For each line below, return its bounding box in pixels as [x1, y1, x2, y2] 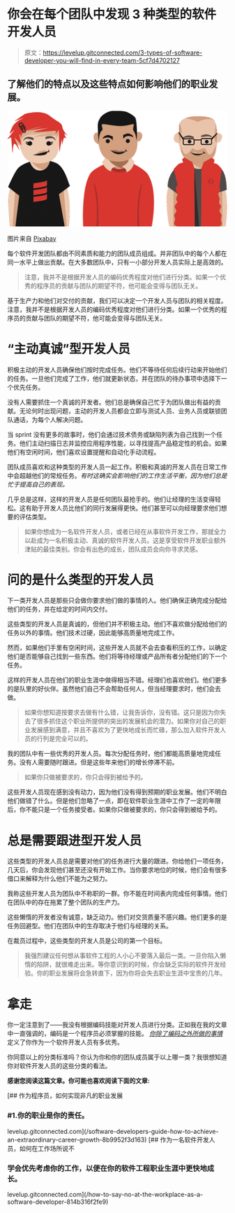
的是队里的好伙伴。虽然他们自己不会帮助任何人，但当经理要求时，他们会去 [7, 685, 221, 693]
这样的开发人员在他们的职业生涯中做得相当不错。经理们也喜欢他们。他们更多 [7, 676, 227, 685]
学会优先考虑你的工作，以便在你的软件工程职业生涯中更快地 [7, 1163, 208, 1173]
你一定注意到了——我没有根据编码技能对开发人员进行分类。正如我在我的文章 [7, 1021, 227, 1029]
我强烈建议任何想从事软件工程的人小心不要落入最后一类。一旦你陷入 [24, 951, 220, 960]
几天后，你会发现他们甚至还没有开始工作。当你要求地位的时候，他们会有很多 [7, 866, 227, 874]
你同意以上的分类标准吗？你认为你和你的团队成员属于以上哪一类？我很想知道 [7, 1053, 227, 1061]
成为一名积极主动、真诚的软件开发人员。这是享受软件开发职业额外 [36, 536, 227, 545]
